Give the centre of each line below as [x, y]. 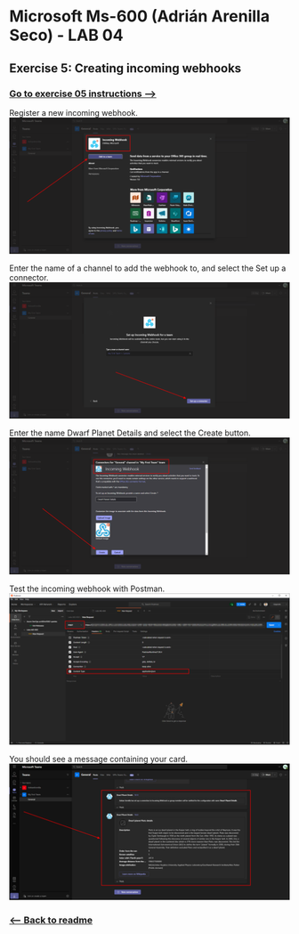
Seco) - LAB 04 [66, 35]
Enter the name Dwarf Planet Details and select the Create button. [130, 433]
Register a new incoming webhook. [73, 112]
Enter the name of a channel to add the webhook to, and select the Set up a [148, 268]
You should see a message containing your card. [99, 759]
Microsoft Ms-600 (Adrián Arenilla [139, 16]
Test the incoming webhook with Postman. [87, 589]
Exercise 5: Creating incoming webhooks [125, 68]
